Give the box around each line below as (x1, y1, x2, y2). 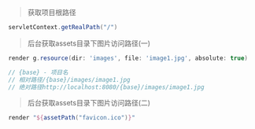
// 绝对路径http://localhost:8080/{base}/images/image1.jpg (8, 83, 205, 91)
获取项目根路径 (27, 8, 76, 17)
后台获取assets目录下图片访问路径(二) (27, 98, 151, 108)
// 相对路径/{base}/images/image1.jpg (8, 76, 131, 83)
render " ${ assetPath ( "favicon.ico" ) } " (8, 114, 135, 122)
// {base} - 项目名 (8, 68, 68, 76)
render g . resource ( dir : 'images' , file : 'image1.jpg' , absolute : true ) (8, 54, 248, 62)
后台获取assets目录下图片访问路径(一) (27, 39, 151, 48)
